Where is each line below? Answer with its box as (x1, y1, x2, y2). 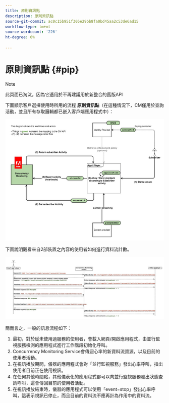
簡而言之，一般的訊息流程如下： (5, 325, 72, 331)
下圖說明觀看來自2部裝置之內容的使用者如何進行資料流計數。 (5, 246, 132, 252)
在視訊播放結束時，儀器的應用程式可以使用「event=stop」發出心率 (12, 386, 151, 392)
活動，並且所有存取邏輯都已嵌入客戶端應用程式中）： (5, 108, 114, 114)
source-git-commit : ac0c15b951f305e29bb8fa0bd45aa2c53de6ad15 (5, 19, 139, 24)
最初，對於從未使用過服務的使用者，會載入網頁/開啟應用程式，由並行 (12, 335, 156, 341)
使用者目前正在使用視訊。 (12, 367, 66, 373)
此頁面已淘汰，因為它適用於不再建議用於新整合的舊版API (5, 91, 123, 97)
